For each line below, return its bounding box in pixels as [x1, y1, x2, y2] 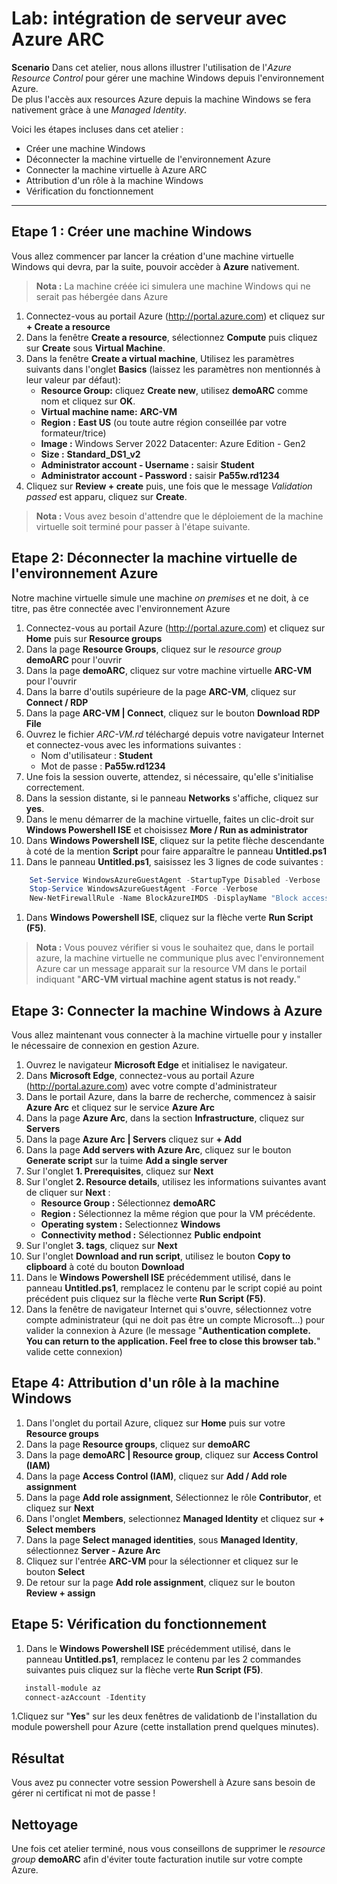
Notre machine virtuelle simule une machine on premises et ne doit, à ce [11, 592, 309, 604]
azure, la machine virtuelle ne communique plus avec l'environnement [35, 952, 325, 964]
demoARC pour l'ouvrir [25, 653, 123, 666]
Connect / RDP [25, 696, 89, 708]
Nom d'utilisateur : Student [40, 749, 153, 761]
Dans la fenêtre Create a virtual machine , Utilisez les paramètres [25, 352, 295, 364]
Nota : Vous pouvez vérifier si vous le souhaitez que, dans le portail [35, 942, 314, 954]
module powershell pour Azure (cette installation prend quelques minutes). [11, 1721, 319, 1733]
